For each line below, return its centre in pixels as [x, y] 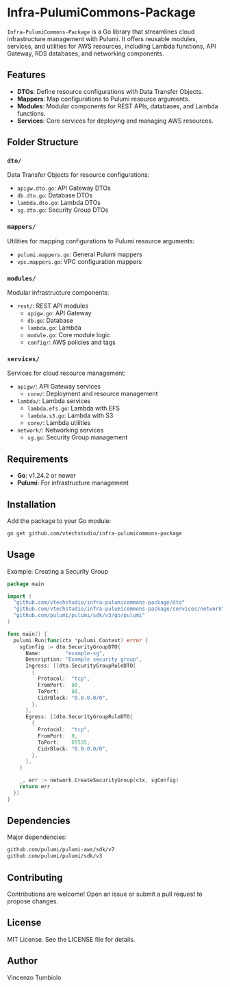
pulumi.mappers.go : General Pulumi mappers [79, 254]
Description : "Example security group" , [84, 659]
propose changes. [33, 901]
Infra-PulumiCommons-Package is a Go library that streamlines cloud [101, 32]
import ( [20, 596]
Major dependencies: [37, 837]
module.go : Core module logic [69, 335]
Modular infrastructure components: [58, 293]
